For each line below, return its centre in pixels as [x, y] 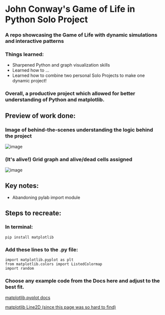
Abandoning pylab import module [46, 198]
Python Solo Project [47, 19]
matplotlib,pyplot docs [28, 298]
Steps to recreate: [33, 213]
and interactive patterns [34, 41]
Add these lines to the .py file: [42, 249]
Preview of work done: [40, 116]
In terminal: [19, 227]
